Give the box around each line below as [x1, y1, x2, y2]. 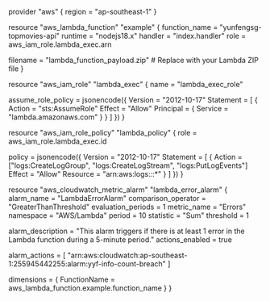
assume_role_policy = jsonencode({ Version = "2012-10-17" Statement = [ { [8, 95, 258, 104]
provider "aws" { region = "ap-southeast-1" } [8, 7, 157, 16]
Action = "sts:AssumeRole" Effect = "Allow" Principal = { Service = [8, 104, 229, 113]
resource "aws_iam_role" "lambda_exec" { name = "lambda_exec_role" [8, 80, 243, 89]
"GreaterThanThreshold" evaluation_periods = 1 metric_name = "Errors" [8, 202, 247, 211]
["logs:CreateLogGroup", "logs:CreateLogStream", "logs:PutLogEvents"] [8, 161, 248, 170]
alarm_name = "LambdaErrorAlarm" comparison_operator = [8, 194, 207, 203]
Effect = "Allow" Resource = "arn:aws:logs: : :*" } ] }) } [8, 169, 184, 178]
